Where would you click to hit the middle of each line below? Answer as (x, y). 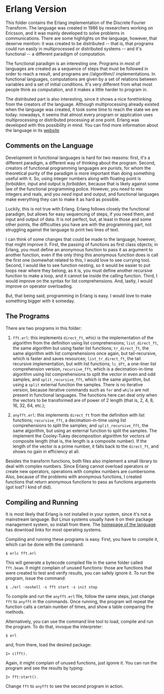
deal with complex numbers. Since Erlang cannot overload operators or (77, 466)
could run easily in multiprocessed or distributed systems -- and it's (74, 49)
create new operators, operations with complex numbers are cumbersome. (81, 471)
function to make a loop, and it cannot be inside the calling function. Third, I (82, 275)
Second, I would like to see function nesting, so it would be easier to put (78, 265)
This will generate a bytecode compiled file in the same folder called (74, 562)
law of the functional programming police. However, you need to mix (74, 189)
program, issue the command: (36, 578)
